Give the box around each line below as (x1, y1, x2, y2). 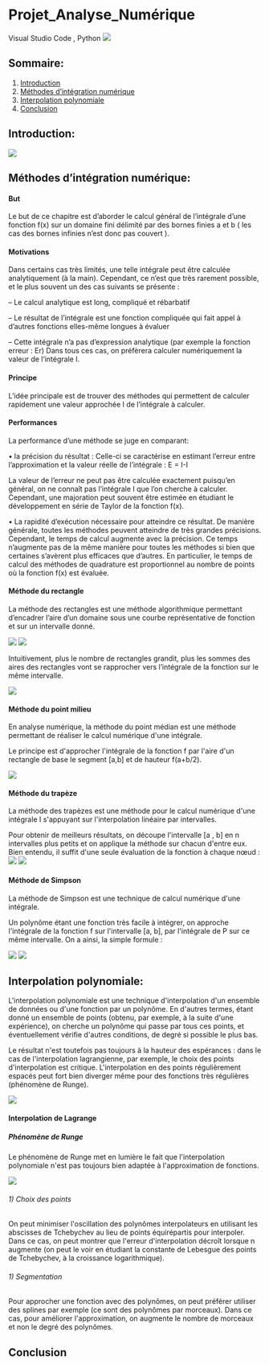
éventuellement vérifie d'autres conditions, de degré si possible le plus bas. (8, 1030, 259, 1040)
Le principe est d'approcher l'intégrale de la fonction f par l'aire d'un (8, 746, 234, 756)
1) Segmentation (8, 1272, 63, 1281)
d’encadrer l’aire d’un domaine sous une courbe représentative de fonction (8, 612, 255, 622)
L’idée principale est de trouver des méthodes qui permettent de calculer (8, 390, 251, 400)
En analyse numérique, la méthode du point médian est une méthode (8, 722, 237, 732)
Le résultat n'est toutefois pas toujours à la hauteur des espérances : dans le (8, 1045, 262, 1055)
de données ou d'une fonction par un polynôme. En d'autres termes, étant (8, 1004, 254, 1014)
